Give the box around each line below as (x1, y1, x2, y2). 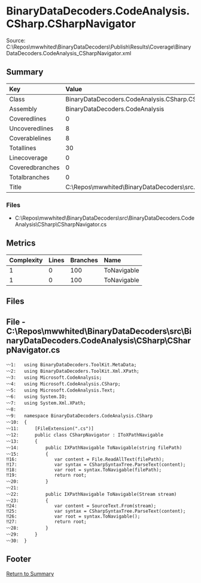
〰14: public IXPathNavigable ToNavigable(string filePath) (6, 445, 182, 451)
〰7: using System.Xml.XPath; (6, 400, 86, 406)
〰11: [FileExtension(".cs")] (6, 426, 94, 432)
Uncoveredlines (9, 124, 54, 133)
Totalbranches (9, 173, 50, 181)
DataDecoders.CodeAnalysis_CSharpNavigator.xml (6, 49, 132, 56)
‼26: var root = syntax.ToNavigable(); (6, 513, 141, 520)
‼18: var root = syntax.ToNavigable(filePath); (6, 467, 162, 473)
